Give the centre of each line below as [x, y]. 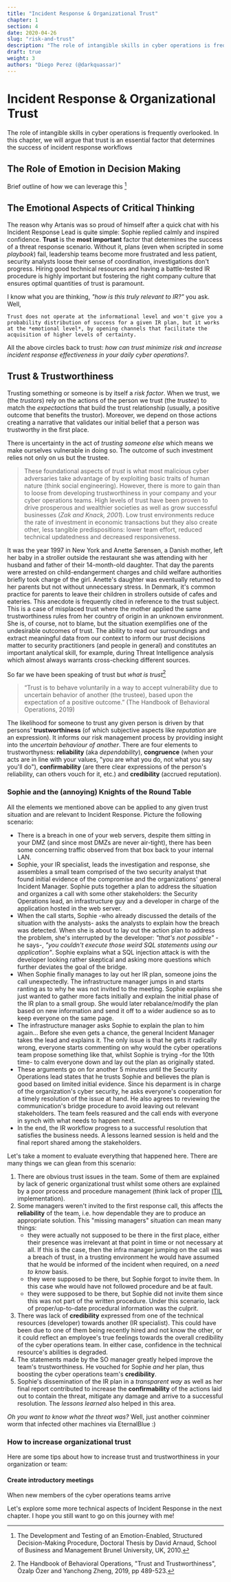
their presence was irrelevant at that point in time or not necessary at [125, 1242]
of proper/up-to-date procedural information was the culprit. [113, 1308]
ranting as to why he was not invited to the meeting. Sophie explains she [120, 988]
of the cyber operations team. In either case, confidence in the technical [119, 1344]
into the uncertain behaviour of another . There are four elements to [102, 745]
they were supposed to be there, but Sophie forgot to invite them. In [123, 1279]
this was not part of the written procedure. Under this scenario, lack [123, 1301]
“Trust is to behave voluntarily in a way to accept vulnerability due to [121, 688]
